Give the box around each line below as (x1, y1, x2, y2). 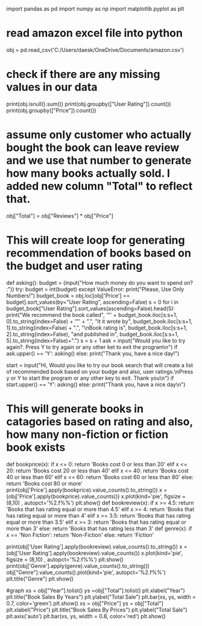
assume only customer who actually (6, 128, 192, 142)
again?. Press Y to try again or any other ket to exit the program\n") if (6, 343, 178, 350)
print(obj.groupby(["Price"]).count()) (6, 106, 96, 114)
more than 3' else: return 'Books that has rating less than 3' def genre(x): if (6, 524, 192, 532)
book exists (6, 440, 66, 454)
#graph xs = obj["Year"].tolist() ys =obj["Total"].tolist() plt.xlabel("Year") (6, 587, 185, 594)
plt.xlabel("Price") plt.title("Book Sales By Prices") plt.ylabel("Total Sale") (6, 606, 188, 613)
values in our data (6, 80, 98, 94)
